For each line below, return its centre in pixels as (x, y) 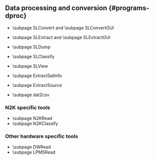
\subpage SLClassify (33, 56)
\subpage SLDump (31, 47)
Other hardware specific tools (41, 136)
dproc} (16, 16)
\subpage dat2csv (31, 95)
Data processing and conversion (56, 8)
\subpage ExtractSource (37, 85)
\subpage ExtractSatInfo (37, 76)
